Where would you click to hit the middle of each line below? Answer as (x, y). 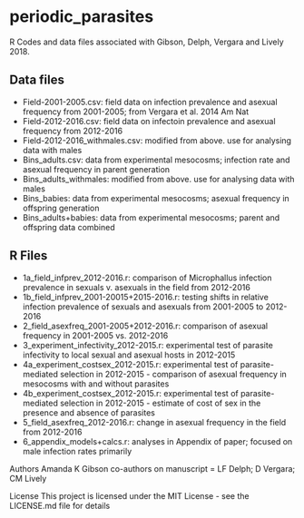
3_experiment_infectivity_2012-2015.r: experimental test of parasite (148, 345)
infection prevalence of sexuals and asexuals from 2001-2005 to (143, 307)
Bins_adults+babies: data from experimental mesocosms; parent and (151, 217)
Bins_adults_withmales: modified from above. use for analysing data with (158, 179)
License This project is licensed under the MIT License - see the (129, 495)
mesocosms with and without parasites (96, 384)
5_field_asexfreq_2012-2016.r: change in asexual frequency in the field (154, 422)
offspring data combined (69, 227)
